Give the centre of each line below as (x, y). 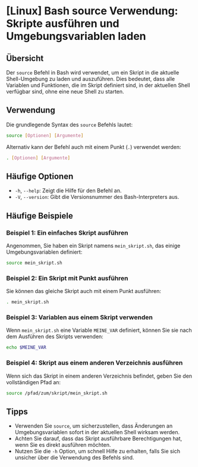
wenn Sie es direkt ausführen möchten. (63, 445)
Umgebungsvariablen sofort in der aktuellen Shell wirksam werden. (97, 432)
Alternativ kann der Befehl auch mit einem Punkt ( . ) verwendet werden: (94, 147)
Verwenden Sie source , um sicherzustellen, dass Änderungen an (94, 426)
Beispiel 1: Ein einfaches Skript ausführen (67, 232)
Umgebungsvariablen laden (76, 36)
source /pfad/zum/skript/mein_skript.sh (57, 393)
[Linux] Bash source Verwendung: (92, 11)
